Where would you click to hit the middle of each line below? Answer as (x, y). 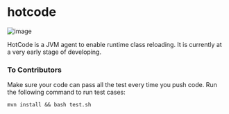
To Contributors (35, 70)
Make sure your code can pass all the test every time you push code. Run (112, 85)
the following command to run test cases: (67, 92)
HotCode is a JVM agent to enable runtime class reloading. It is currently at (114, 44)
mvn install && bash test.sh (49, 105)
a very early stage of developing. (54, 52)
